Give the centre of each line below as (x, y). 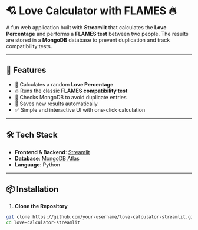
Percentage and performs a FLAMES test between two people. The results (97, 34)
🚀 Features (26, 70)
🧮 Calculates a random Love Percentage (64, 84)
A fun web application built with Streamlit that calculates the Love (86, 27)
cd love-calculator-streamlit (43, 223)
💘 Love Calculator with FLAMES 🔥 (91, 11)
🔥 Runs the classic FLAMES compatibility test (71, 91)
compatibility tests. (29, 46)
